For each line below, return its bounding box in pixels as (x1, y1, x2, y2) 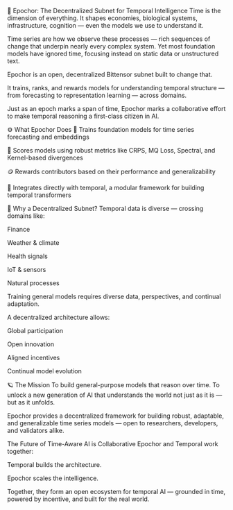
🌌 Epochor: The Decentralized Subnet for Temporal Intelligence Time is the (7, 7, 221, 15)
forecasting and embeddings (7, 133, 90, 141)
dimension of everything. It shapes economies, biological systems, (7, 14, 198, 22)
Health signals (7, 252, 49, 260)
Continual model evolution (7, 367, 82, 375)
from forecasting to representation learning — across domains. (7, 91, 187, 99)
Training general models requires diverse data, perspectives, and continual (7, 292, 221, 300)
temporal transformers (7, 191, 71, 199)
